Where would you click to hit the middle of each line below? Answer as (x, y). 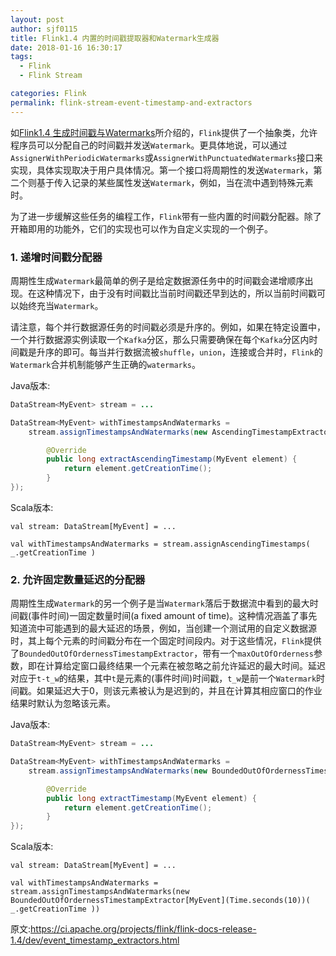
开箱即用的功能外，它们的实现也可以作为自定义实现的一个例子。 (141, 228)
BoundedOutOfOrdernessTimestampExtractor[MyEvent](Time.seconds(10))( (160, 901)
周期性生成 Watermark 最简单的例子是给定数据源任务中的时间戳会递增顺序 (157, 280)
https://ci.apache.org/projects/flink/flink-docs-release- (143, 929)
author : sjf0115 (44, 29)
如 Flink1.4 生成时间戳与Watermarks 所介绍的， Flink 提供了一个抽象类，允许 (164, 132)
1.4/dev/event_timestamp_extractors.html (95, 940)
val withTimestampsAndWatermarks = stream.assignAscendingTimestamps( (160, 544)
